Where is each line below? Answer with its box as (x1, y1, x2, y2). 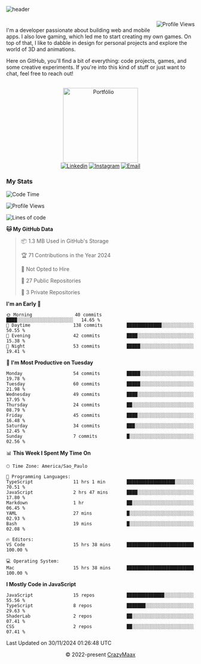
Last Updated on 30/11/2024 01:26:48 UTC (6, 639, 112, 646)
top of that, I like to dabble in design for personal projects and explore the (6, 39, 187, 47)
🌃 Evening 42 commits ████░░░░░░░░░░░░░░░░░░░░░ (6, 333, 194, 339)
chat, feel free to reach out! (6, 70, 74, 77)
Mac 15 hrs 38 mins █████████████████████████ (6, 565, 194, 571)
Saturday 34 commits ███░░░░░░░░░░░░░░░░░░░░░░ (6, 422, 194, 429)
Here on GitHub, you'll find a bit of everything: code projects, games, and (6, 57, 187, 65)
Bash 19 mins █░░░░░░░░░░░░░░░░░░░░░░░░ (6, 520, 194, 526)
